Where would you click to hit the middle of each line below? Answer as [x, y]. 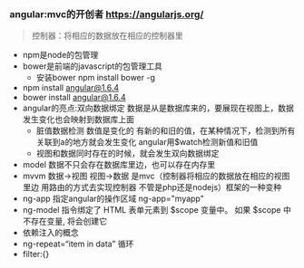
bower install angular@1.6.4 [74, 98]
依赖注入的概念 [50, 233]
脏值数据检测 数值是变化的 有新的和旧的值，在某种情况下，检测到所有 [166, 131]
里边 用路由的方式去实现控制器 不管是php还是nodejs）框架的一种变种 [152, 187]
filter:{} [36, 254]
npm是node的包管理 [60, 55]
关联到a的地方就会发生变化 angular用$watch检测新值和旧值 [147, 142]
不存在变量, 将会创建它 [64, 221]
